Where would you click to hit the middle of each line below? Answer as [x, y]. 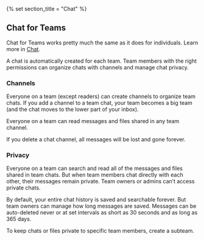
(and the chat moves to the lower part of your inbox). [72, 110]
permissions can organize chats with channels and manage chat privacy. [97, 67]
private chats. [23, 188]
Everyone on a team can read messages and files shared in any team [93, 121]
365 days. [19, 219]
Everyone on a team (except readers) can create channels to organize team [101, 96]
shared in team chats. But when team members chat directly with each [95, 175]
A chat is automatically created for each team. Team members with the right [101, 61]
